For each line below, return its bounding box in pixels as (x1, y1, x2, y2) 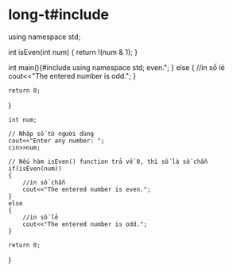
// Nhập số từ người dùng (8, 130, 94, 138)
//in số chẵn (22, 178, 66, 186)
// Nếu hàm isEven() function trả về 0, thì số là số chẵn (8, 157, 208, 165)
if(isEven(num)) (8, 165, 62, 173)
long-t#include (8, 6, 110, 24)
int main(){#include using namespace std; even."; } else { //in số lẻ (8, 62, 225, 72)
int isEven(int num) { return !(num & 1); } (8, 47, 138, 56)
